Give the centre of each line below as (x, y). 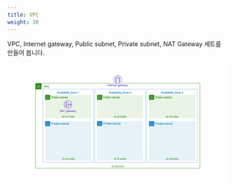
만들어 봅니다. (26, 52)
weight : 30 (23, 22)
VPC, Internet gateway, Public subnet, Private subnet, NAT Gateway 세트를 (115, 44)
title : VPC (23, 15)
